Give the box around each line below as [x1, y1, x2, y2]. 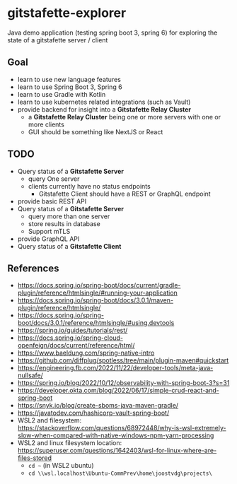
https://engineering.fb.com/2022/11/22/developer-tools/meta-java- [17, 364, 214, 372]
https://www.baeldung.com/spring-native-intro [17, 348, 155, 358]
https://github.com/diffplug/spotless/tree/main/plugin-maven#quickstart [17, 356, 229, 365]
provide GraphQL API [17, 235, 80, 243]
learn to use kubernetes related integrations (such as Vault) [17, 98, 191, 106]
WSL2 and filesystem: [17, 416, 82, 425]
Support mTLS [28, 227, 71, 235]
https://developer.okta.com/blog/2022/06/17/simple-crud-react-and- [17, 386, 219, 395]
